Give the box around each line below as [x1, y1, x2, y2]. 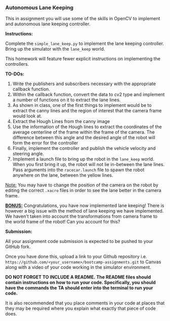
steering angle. [12, 151, 44, 157]
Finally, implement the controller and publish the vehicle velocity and [12, 145, 156, 151]
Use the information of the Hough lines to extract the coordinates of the [12, 124, 162, 130]
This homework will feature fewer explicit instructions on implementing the [5, 56, 161, 62]
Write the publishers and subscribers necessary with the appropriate [12, 81, 156, 87]
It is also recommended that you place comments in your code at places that [5, 300, 165, 306]
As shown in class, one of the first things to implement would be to [12, 102, 152, 108]
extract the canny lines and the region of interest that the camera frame [12, 108, 162, 114]
